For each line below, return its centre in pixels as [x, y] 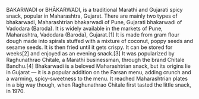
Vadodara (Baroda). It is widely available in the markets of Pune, [85, 28]
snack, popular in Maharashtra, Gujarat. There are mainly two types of [92, 16]
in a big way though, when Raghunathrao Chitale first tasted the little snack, [99, 85]
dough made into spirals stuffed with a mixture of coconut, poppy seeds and [100, 41]
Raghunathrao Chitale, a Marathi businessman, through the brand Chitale [95, 60]
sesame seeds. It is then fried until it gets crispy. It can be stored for [89, 47]
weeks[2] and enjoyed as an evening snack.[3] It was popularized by [90, 53]
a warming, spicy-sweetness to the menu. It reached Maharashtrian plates [97, 78]
